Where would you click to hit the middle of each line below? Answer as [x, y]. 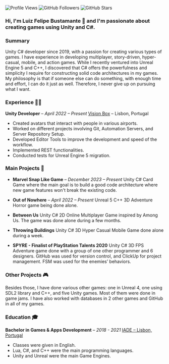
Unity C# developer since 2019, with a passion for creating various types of [84, 52]
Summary [18, 40]
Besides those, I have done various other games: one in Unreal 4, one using [84, 288]
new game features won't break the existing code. [65, 190]
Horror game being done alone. [45, 205]
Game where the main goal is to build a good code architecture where [85, 185]
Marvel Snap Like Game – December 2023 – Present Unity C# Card [82, 179]
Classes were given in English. [44, 345]
